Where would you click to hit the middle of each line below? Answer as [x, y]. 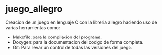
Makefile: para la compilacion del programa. [57, 37]
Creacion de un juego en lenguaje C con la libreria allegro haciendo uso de [81, 22]
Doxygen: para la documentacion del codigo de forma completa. [78, 42]
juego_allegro [34, 9]
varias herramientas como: [33, 27]
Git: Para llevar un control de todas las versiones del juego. [72, 47]
